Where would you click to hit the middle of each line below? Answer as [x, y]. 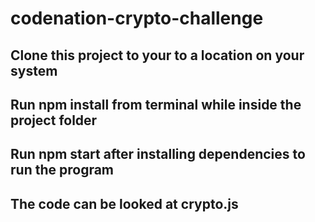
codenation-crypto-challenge [137, 18]
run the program [62, 170]
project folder [54, 120]
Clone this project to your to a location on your [157, 55]
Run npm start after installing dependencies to [158, 154]
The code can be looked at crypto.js [124, 203]
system [34, 70]
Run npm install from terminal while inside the [156, 104]
